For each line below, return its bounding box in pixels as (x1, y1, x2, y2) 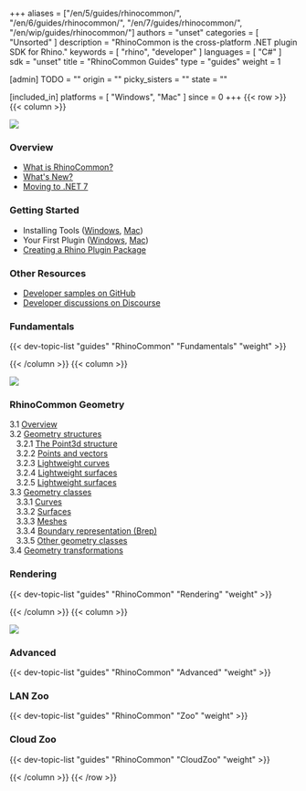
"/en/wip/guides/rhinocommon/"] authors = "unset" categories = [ (9, 27, 259, 37)
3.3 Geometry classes (9, 487, 92, 498)
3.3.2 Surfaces (16, 506, 71, 517)
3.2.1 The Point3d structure (16, 438, 118, 450)
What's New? (22, 172, 73, 182)
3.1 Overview (9, 419, 58, 430)
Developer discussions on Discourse (22, 297, 162, 308)
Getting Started (9, 204, 79, 217)
